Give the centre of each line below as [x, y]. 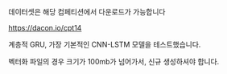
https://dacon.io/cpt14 [45, 28]
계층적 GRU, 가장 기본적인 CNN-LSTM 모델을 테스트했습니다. [105, 44]
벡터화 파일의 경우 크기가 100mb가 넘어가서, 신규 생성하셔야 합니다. [114, 62]
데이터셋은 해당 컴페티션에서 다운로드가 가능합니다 [87, 12]
